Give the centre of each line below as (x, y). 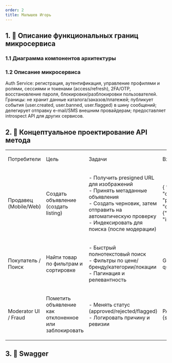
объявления (104, 197)
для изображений (111, 184)
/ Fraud (17, 317)
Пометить (58, 298)
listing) (54, 213)
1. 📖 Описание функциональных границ (72, 36)
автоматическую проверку (123, 216)
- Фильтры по (106, 260)
